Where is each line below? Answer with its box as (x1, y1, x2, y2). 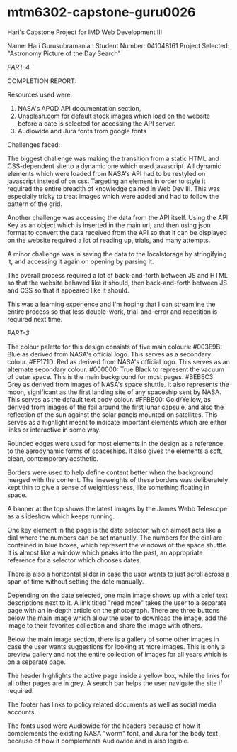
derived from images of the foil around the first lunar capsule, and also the (7, 403, 224, 411)
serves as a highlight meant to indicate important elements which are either (7, 418, 227, 426)
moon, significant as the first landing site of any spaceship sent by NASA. (7, 388, 221, 396)
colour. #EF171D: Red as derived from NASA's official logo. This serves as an (7, 357, 230, 366)
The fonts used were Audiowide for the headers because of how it (7, 721, 200, 730)
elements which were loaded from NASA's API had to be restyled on (7, 169, 206, 178)
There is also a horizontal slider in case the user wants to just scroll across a (7, 570, 230, 578)
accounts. (7, 707, 37, 716)
